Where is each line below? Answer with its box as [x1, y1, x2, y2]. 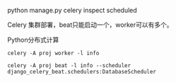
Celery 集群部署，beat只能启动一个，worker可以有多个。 [7, 20, 173, 29]
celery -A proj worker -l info [7, 49, 100, 57]
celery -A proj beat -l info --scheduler [7, 62, 131, 69]
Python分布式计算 [7, 35, 59, 44]
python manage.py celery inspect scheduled [7, 6, 138, 14]
